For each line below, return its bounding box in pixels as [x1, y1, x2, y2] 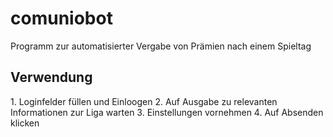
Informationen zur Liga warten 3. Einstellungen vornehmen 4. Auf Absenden [10, 106, 324, 118]
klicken [10, 117, 40, 129]
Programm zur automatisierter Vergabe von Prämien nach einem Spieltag [10, 40, 312, 52]
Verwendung [10, 69, 93, 86]
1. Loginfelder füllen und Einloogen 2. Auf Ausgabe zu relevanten [10, 95, 278, 107]
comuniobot [10, 7, 113, 30]
